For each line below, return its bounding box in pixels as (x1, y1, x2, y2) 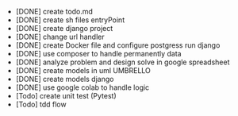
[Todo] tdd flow (15, 99, 67, 109)
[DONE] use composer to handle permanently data (15, 49, 182, 58)
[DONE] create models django (15, 75, 114, 83)
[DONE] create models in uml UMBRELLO (15, 66, 151, 75)
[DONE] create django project (15, 24, 113, 33)
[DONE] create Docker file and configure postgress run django (15, 41, 221, 50)
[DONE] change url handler (15, 32, 105, 41)
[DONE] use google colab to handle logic (15, 83, 150, 92)
